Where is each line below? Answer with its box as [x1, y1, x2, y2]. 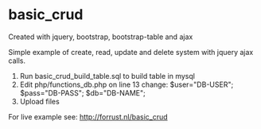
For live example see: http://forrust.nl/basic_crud [8, 111, 169, 121]
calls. [8, 56, 26, 65]
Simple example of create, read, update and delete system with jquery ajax [8, 47, 254, 57]
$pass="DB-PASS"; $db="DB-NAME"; [19, 88, 146, 97]
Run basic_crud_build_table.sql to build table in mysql [19, 71, 195, 80]
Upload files [19, 96, 60, 106]
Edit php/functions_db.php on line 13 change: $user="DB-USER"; [19, 80, 234, 89]
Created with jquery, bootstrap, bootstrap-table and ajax [8, 32, 193, 41]
